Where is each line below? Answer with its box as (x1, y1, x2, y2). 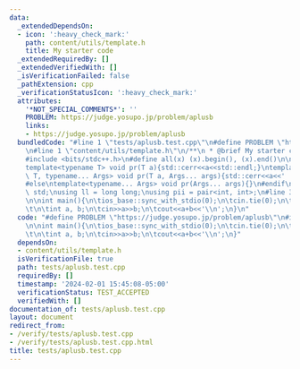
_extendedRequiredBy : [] (17, 55, 110, 64)
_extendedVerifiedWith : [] (17, 64, 118, 73)
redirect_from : (9, 322, 66, 330)
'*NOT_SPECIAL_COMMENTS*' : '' (25, 105, 138, 114)
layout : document (9, 313, 74, 322)
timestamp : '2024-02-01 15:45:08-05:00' (17, 279, 170, 288)
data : (9, 13, 29, 22)
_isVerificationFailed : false (17, 72, 129, 81)
